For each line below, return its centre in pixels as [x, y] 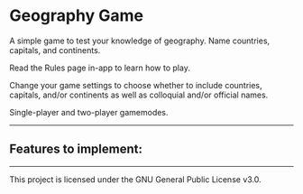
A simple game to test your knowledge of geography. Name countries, [140, 41]
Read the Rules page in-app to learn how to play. [100, 68]
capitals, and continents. [55, 50]
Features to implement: [76, 149]
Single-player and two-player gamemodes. [89, 112]
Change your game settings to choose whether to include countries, [136, 85]
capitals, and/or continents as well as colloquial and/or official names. [139, 95]
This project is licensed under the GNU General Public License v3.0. [135, 179]
